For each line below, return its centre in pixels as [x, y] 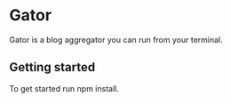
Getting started [52, 67]
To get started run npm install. [64, 88]
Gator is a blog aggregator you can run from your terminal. [116, 40]
